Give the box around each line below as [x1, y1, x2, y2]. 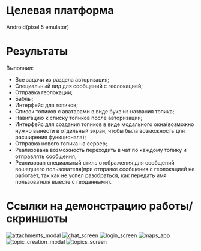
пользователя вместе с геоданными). [14, 178, 112, 185]
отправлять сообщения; [14, 153, 77, 160]
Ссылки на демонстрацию [6, 199, 147, 213]
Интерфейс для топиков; [14, 101, 78, 109]
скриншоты [6, 212, 68, 226]
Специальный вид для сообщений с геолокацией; [14, 82, 143, 89]
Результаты [6, 44, 68, 58]
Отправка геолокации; [14, 88, 73, 96]
